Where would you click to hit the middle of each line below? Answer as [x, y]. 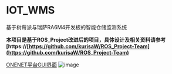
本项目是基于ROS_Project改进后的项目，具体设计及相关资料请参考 [86, 39]
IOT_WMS [31, 10]
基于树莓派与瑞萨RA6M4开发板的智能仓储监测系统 [67, 27]
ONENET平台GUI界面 [32, 65]
